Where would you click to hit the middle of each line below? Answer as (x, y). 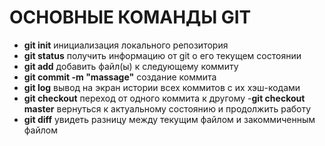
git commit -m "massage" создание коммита (120, 77)
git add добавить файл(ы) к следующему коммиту (131, 66)
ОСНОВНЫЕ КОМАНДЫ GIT (130, 17)
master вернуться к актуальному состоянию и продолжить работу (167, 108)
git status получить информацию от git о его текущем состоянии (162, 55)
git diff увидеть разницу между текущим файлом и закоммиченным (169, 119)
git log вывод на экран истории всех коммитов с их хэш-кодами (162, 87)
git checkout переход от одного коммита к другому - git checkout (164, 98)
